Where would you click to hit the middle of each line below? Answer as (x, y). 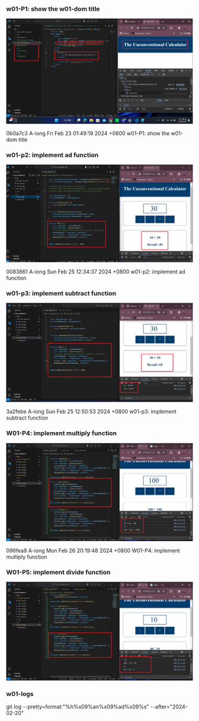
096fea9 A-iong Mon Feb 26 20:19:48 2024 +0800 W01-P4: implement (93, 551)
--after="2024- (169, 706)
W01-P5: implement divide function (58, 572)
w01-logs (20, 694)
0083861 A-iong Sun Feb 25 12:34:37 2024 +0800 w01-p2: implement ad (96, 271)
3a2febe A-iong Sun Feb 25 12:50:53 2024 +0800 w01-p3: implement (91, 412)
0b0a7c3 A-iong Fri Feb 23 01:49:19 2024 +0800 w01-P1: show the (88, 133)
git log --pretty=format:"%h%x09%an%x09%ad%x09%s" (78, 706)
